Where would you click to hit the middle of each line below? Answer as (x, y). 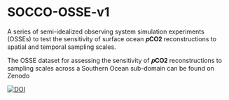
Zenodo (19, 76)
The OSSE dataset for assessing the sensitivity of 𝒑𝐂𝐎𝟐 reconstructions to (115, 60)
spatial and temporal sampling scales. (62, 47)
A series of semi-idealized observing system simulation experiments (106, 31)
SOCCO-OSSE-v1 (58, 12)
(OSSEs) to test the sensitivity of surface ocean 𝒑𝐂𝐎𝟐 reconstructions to (112, 38)
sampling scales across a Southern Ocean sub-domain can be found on (111, 68)
